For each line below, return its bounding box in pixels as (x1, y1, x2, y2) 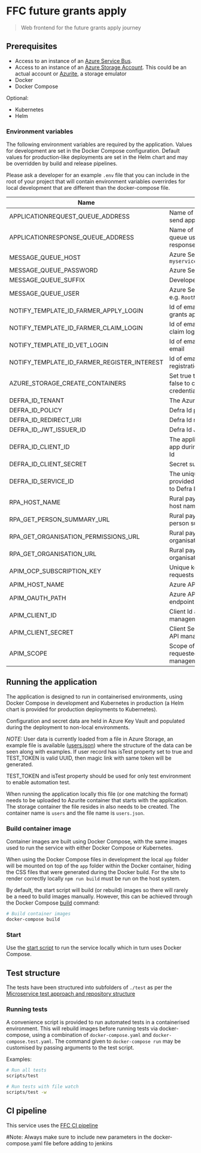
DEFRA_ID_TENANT (9, 396, 65, 405)
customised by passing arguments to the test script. (6, 1044, 135, 1051)
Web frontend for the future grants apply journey (20, 24, 142, 31)
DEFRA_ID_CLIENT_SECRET (9, 460, 87, 468)
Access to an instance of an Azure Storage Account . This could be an (14, 63, 187, 71)
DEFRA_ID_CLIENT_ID (9, 443, 70, 451)
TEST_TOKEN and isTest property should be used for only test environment (6, 772, 191, 779)
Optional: (6, 94, 29, 101)
